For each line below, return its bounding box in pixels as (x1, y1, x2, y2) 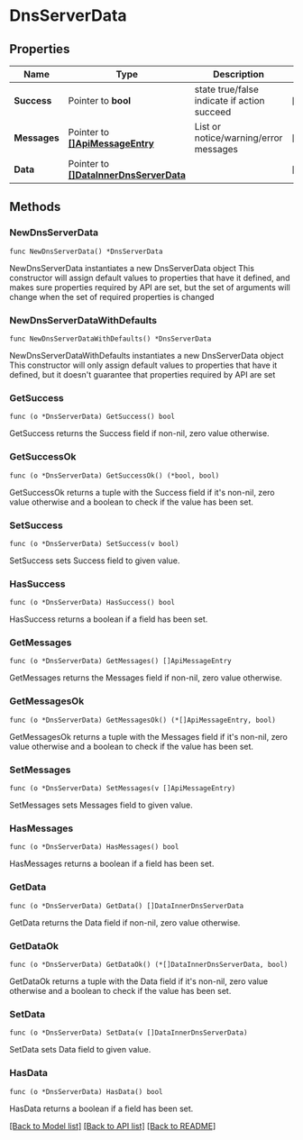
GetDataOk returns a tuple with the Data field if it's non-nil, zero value (9, 975, 269, 987)
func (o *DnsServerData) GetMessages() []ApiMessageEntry (9, 657, 232, 666)
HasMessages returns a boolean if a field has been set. (9, 858, 215, 870)
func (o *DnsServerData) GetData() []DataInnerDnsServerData (9, 901, 244, 910)
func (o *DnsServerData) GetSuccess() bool (9, 412, 176, 422)
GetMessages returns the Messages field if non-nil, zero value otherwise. (9, 672, 282, 683)
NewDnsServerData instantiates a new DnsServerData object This (9, 262, 255, 273)
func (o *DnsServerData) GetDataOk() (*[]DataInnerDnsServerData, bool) (9, 960, 289, 969)
